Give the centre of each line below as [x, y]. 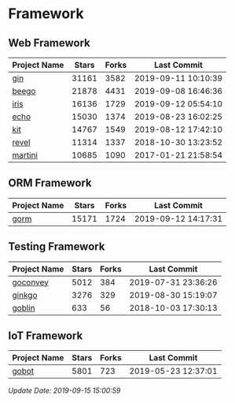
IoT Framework [46, 336]
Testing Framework [57, 246]
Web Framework [49, 43]
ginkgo [25, 295]
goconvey [31, 282]
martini [25, 155]
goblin [24, 308]
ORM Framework [50, 183]
